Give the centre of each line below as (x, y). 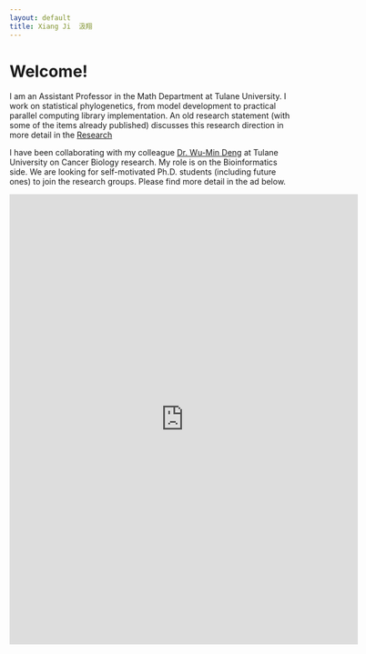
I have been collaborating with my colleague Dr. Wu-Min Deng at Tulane (144, 153)
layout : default (40, 18)
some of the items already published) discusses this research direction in (147, 126)
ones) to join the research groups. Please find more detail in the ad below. (148, 182)
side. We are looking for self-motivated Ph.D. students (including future (143, 172)
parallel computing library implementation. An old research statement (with (150, 116)
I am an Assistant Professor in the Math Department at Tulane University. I (148, 96)
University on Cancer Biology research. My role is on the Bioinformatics (143, 162)
